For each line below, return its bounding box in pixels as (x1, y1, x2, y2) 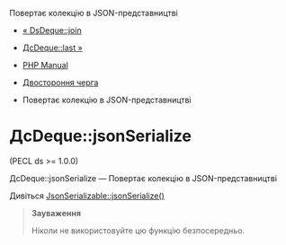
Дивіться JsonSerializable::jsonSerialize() (9, 190, 165, 201)
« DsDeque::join (22, 25, 83, 35)
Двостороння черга (22, 77, 99, 88)
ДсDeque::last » (22, 42, 83, 53)
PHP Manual (22, 60, 69, 70)
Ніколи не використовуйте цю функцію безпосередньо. (31, 224, 246, 236)
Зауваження (31, 207, 81, 218)
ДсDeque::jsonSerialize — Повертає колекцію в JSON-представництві (9, 172, 277, 183)
